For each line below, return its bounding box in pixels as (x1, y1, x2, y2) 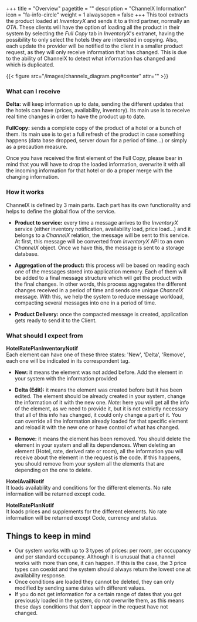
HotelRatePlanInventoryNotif (6, 345, 78, 352)
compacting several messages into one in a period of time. (14, 299, 157, 306)
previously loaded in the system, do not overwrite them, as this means (14, 597, 185, 604)
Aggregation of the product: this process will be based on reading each (14, 262, 189, 269)
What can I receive (6, 87, 60, 95)
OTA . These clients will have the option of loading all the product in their (6, 24, 180, 31)
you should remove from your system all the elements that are (14, 460, 165, 467)
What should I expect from (6, 332, 83, 340)
